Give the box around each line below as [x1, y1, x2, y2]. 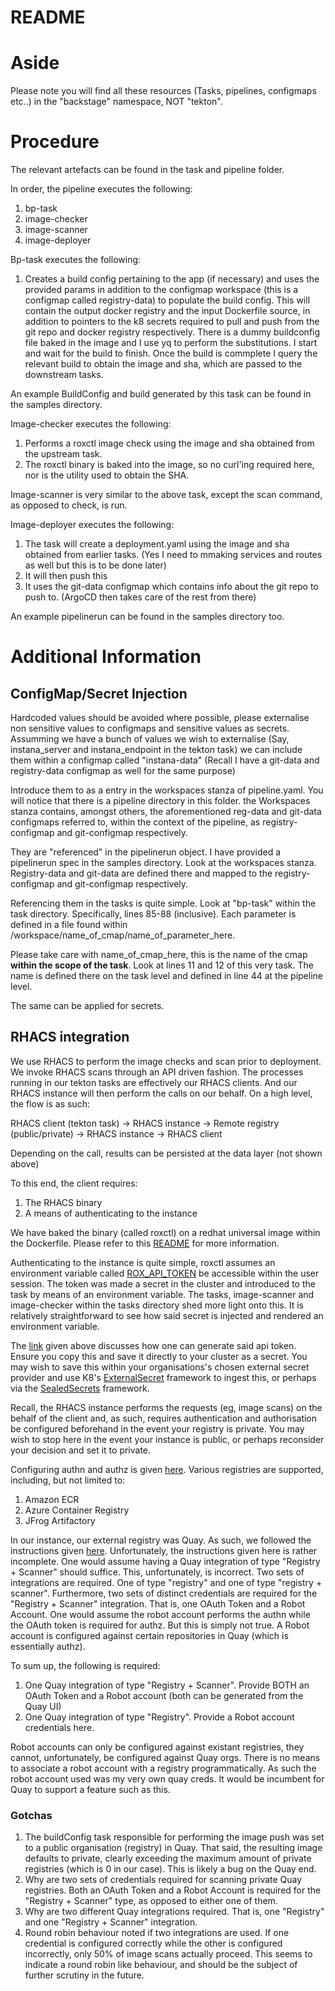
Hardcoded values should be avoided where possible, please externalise [10, 712, 310, 724]
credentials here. [24, 1721, 95, 1733]
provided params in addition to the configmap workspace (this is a [24, 284, 299, 296]
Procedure [10, 131, 100, 153]
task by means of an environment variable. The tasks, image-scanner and [10, 1288, 315, 1300]
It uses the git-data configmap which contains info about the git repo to [24, 581, 319, 593]
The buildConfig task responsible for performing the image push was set [24, 1831, 325, 1843]
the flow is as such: [10, 1097, 90, 1110]
